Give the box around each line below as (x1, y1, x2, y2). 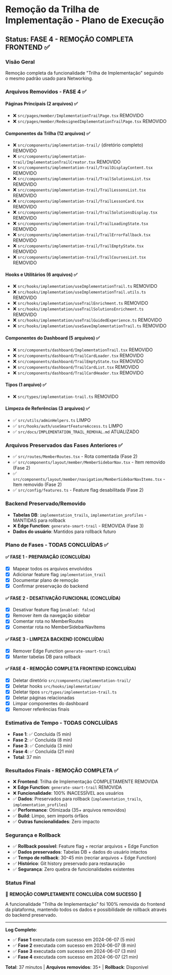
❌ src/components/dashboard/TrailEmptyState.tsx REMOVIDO (12, 358, 144, 364)
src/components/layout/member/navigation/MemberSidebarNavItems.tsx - (12, 476, 165, 482)
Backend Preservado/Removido (5, 500, 86, 507)
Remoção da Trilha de (5, 4, 100, 15)
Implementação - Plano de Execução (5, 14, 164, 26)
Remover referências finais (12, 706, 70, 712)
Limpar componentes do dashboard (12, 701, 89, 707)
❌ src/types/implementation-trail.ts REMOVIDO (12, 393, 119, 399)
